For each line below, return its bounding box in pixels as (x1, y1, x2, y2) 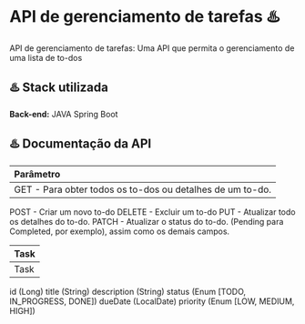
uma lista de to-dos (9, 52, 83, 63)
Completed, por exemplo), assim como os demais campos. (9, 226, 230, 237)
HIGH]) (9, 305, 36, 316)
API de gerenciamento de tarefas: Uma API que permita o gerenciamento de (9, 42, 295, 54)
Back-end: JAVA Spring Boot (9, 108, 118, 119)
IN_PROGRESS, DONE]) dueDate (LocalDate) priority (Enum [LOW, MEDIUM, (9, 296, 295, 307)
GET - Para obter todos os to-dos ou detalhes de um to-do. (14, 183, 271, 196)
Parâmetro (14, 167, 61, 180)
